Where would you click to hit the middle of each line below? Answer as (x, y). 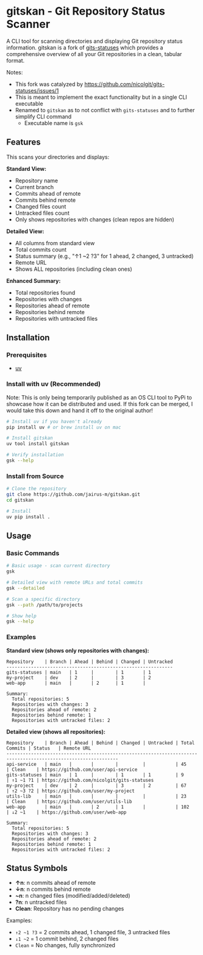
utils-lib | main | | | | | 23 (97, 796)
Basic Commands (33, 553)
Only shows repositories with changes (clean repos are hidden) (95, 219)
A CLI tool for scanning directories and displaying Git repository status (94, 41)
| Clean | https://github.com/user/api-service (72, 770)
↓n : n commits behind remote (53, 889)
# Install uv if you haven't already (54, 421)
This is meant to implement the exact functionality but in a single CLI (101, 97)
